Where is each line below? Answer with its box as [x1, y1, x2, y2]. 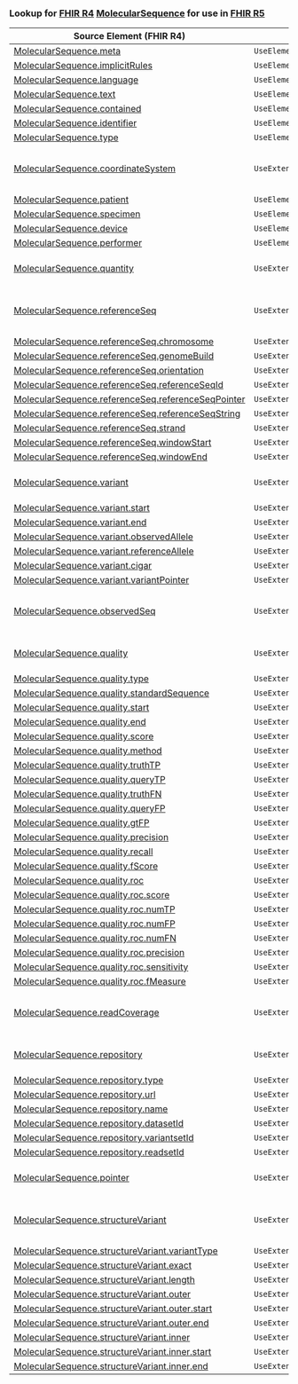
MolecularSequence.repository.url [13, 1089, 156, 1101]
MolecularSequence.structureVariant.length [13, 1274, 195, 1286]
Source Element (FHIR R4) [74, 30, 186, 43]
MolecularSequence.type [13, 131, 119, 144]
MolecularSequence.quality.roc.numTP [13, 903, 176, 916]
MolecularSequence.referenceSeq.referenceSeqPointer [13, 393, 246, 405]
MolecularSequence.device [13, 223, 129, 235]
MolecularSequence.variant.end [13, 516, 147, 529]
